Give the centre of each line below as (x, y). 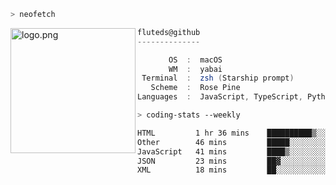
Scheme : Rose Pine (195, 88)
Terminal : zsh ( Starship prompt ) (218, 78)
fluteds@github (169, 32)
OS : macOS (195, 60)
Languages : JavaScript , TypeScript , (220, 97)
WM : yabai (195, 69)
